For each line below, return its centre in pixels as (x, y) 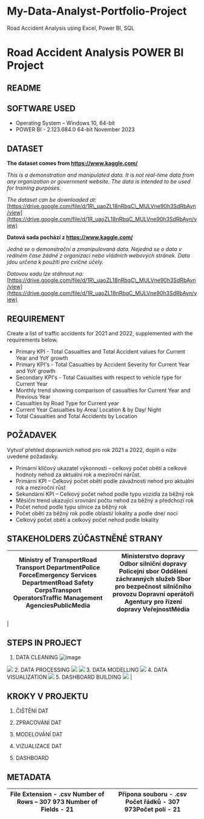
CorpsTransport (58, 590)
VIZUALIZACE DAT (39, 746)
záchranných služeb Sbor (153, 578)
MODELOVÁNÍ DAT (39, 735)
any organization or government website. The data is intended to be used (99, 182)
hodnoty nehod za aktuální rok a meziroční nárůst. (78, 475)
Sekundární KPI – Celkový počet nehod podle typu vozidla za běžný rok (105, 494)
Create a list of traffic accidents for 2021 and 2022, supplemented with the (100, 333)
